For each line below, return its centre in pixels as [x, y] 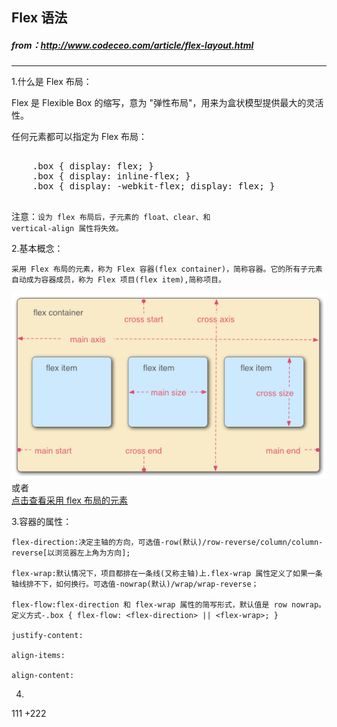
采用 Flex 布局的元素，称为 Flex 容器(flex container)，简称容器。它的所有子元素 [167, 269]
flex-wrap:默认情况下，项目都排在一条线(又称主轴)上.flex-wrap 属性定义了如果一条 [167, 574]
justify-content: [47, 636]
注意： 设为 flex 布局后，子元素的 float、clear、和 [111, 217]
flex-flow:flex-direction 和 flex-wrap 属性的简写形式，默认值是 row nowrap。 [168, 605]
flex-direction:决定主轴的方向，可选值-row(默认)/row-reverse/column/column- [167, 543]
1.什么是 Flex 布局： [52, 82]
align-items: [38, 656]
